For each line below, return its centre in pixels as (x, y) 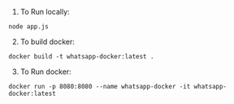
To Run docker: (45, 71)
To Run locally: (45, 12)
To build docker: (48, 41)
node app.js (28, 27)
